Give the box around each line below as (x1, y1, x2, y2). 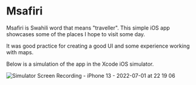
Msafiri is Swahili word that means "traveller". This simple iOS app (6, 24, 170, 31)
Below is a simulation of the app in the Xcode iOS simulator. (6, 60, 154, 68)
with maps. (6, 48, 34, 55)
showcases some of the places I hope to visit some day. (6, 30, 145, 37)
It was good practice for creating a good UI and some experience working (6, 42, 190, 49)
